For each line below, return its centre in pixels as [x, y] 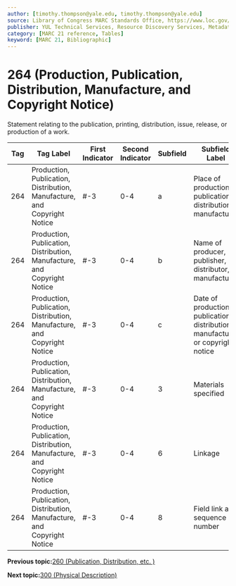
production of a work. [39, 132]
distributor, [211, 270]
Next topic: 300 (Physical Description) [62, 575]
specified [209, 394]
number [206, 527]
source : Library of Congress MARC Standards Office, [86, 20]
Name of [208, 243]
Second [136, 149]
